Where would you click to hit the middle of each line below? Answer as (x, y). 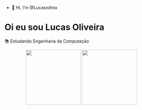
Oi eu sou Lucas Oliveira (54, 27)
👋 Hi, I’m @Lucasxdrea (34, 8)
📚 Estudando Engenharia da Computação (47, 41)
